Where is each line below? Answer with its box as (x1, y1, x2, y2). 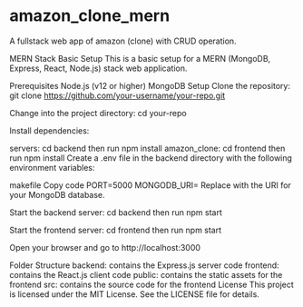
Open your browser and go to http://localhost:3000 (9, 242, 201, 253)
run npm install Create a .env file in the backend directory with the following (9, 152, 293, 163)
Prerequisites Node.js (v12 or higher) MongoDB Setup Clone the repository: (9, 80, 291, 91)
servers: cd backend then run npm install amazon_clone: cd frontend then (9, 143, 286, 153)
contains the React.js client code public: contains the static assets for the (9, 269, 283, 280)
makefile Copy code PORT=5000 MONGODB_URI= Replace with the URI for (9, 179, 292, 191)
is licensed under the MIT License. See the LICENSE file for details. (9, 288, 260, 300)
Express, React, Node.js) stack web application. (9, 63, 188, 74)
